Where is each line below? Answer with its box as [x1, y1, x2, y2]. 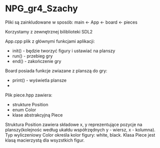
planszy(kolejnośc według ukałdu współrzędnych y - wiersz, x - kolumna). [5, 126, 156, 133]
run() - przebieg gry [12, 53, 53, 59]
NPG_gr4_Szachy [5, 3, 78, 14]
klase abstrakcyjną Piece [12, 112, 63, 118]
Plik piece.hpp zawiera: [5, 92, 53, 98]
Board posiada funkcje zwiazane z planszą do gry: [5, 67, 107, 74]
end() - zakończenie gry [12, 58, 62, 64]
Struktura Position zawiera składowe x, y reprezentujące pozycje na [5, 121, 143, 127]
